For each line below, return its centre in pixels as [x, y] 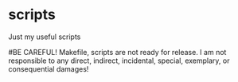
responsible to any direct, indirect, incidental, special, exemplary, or [119, 61]
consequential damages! [49, 68]
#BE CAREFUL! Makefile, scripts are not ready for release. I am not [117, 52]
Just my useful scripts [45, 37]
